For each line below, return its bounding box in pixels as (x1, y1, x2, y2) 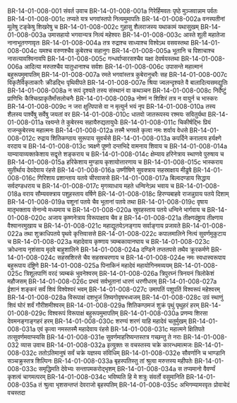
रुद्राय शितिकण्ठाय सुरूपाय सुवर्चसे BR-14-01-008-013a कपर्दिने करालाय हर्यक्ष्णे (37, 134, 222, 142)
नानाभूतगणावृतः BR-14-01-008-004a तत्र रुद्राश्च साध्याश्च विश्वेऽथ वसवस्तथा (7, 39, 189, 47)
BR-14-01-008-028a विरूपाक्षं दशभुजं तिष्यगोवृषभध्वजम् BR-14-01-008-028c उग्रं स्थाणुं (7, 293, 224, 301)
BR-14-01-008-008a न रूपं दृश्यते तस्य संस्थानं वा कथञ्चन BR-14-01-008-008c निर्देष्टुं (7, 86, 227, 95)
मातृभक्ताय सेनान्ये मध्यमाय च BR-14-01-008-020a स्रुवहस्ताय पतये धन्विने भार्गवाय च (7, 206, 206, 214)
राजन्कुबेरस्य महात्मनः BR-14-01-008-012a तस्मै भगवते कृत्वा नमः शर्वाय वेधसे (7, 126, 188, 134)
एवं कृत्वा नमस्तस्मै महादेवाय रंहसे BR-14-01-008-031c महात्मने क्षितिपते (37, 325, 205, 333)
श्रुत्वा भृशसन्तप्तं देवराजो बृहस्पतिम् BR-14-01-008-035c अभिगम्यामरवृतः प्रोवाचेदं (43, 380, 230, 389)
